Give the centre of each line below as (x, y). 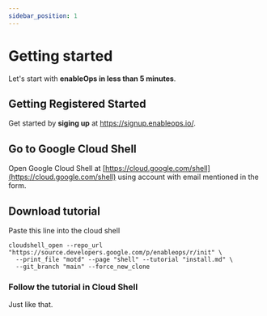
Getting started (61, 56)
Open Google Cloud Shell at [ (57, 169)
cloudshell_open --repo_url (56, 246)
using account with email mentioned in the (188, 177)
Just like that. (31, 305)
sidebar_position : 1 (43, 16)
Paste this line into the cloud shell (64, 231)
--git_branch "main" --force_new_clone (83, 267)
